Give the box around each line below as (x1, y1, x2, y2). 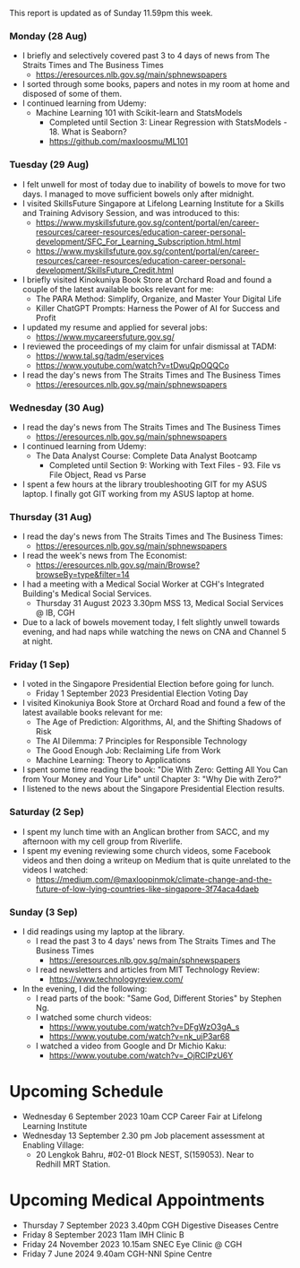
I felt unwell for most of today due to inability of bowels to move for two (21, 178, 287, 189)
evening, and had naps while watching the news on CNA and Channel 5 (21, 627, 287, 638)
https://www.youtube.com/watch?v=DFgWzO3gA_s (48, 1021, 240, 1032)
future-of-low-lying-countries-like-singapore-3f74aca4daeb (35, 883, 260, 894)
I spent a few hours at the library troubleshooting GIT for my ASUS (21, 479, 268, 490)
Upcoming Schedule (9, 1081, 164, 1102)
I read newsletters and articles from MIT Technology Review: (35, 964, 260, 976)
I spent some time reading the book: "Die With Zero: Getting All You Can (21, 764, 288, 775)
